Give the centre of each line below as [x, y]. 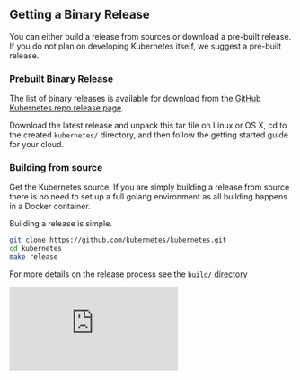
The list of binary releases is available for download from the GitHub [135, 99]
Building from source [56, 168]
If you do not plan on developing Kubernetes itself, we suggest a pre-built [146, 46]
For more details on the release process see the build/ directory [129, 274]
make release [34, 257]
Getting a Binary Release [79, 15]
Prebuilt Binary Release [62, 78]
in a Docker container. [50, 207]
